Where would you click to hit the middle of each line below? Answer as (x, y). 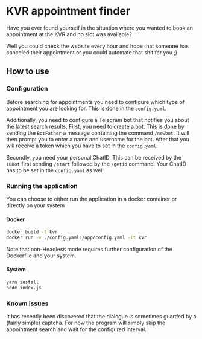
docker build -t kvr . (35, 232)
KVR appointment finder (68, 11)
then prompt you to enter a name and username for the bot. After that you (98, 139)
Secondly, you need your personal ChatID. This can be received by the (94, 157)
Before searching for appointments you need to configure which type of (96, 102)
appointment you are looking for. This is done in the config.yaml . (87, 108)
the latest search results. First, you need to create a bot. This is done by (96, 126)
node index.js (24, 288)
